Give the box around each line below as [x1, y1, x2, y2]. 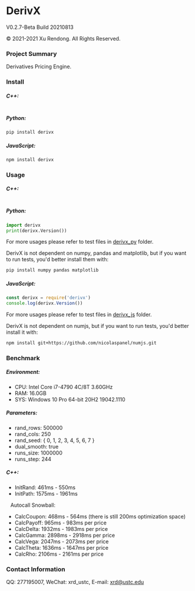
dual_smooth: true [14, 443, 59, 450]
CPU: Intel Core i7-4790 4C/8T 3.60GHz [14, 383, 113, 390]
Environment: [6, 368, 40, 376]
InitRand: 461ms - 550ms [14, 484, 75, 491]
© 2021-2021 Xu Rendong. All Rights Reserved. [6, 35, 121, 42]
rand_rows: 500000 [14, 424, 63, 431]
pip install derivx [6, 130, 54, 135]
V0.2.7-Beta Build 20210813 [6, 24, 74, 31]
